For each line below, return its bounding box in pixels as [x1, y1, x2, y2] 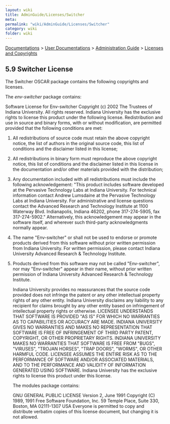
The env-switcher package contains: [5, 93, 82, 99]
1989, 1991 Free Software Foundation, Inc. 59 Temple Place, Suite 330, [12, 398, 159, 404]
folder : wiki [5, 31, 33, 36]
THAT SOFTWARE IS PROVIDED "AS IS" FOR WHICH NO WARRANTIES [12, 313, 160, 320]
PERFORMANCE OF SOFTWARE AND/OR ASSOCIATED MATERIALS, [12, 356, 154, 363]
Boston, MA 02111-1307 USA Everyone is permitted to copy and [12, 403, 145, 409]
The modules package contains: [12, 382, 80, 388]
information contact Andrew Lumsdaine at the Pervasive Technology [12, 192, 156, 198]
